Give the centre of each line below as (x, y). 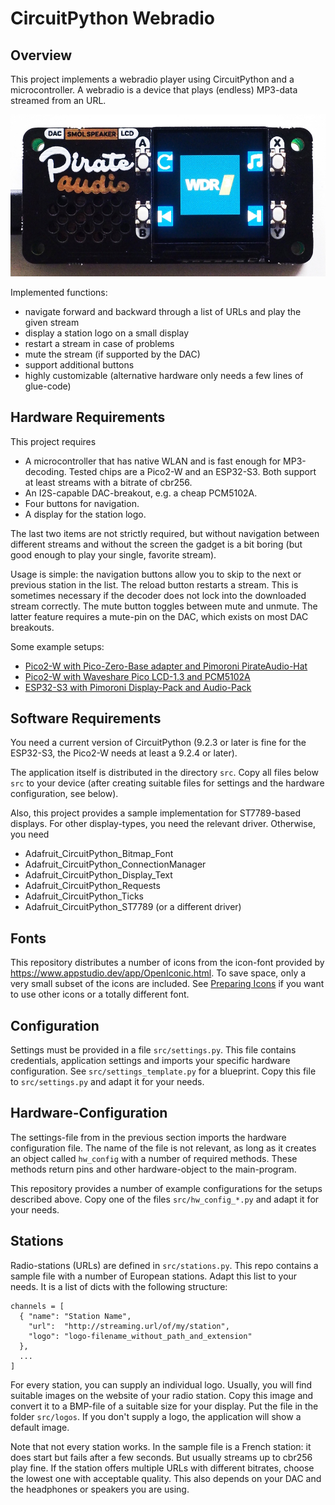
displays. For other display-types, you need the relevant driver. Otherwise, (163, 824)
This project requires (53, 441)
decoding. (45, 471)
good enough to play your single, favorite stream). (113, 554)
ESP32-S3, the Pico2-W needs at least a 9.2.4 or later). (124, 753)
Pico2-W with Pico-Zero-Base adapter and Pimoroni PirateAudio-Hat (166, 666)
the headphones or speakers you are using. (100, 1489)
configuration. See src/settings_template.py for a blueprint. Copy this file (163, 1071)
